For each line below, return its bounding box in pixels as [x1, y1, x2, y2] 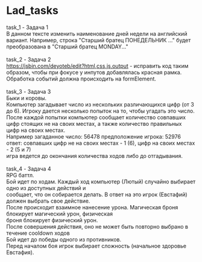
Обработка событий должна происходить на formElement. [6, 75, 157, 82]
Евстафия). [6, 249, 34, 256]
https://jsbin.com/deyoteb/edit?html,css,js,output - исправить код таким [6, 62, 189, 70]
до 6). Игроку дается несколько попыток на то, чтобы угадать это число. [6, 107, 195, 114]
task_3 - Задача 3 [6, 88, 51, 95]
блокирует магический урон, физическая [6, 210, 113, 217]
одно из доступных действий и [6, 184, 86, 191]
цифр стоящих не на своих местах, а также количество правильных [6, 120, 182, 127]
